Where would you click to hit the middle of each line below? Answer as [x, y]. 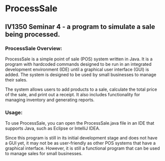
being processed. [33, 34]
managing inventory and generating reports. [50, 100]
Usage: [14, 112]
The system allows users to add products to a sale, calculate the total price [81, 89]
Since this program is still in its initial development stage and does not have [81, 138]
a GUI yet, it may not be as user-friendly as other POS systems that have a [81, 143]
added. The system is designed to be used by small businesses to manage [81, 75]
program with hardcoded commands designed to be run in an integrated [78, 64]
